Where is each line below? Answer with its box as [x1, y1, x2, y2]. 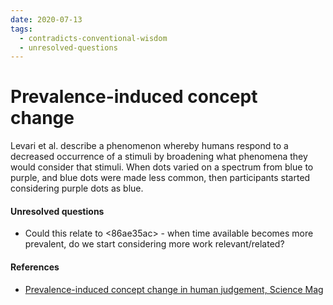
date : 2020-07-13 [10, 14, 83, 25]
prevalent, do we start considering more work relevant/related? [24, 238, 285, 250]
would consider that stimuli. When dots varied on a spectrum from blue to [10, 161, 314, 173]
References [10, 261, 60, 273]
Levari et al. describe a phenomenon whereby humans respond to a [10, 140, 289, 152]
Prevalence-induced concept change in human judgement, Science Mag [24, 283, 324, 295]
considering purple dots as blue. [10, 182, 144, 195]
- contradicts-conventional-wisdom [19, 33, 168, 43]
